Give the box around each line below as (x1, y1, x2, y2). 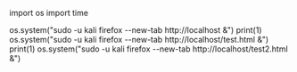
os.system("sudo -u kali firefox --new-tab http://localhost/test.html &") (9, 35, 269, 44)
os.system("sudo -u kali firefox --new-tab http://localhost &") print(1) (9, 25, 262, 35)
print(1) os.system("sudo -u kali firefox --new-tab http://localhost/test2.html (9, 44, 288, 54)
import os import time (9, 8, 89, 18)
